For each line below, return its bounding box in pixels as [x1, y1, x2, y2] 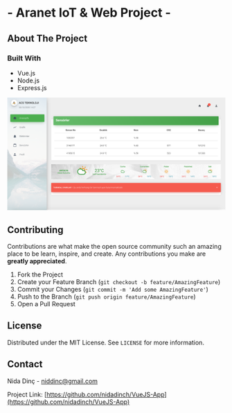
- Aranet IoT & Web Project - [7, 5, 171, 21]
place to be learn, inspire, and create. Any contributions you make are [7, 249, 206, 258]
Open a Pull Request [17, 300, 76, 308]
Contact [7, 358, 43, 370]
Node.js [17, 76, 40, 85]
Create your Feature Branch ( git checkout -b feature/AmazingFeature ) [17, 278, 221, 286]
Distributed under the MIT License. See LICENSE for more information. [7, 338, 204, 346]
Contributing [7, 224, 64, 236]
